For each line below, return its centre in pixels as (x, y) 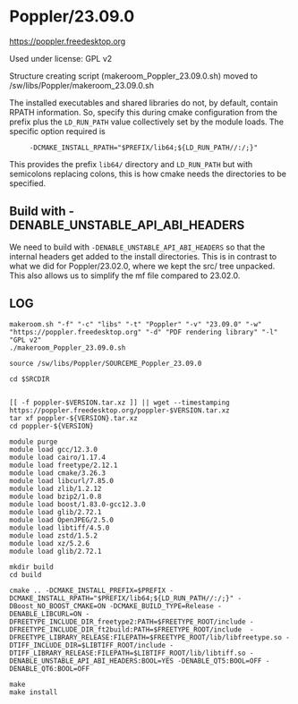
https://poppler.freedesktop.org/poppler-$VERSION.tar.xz (119, 410)
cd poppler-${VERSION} (51, 426)
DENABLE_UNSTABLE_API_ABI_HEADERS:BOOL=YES (92, 661)
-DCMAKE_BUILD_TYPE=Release (162, 606)
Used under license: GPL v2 (61, 58)
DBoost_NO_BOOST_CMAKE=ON (57, 606)
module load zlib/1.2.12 (55, 488)
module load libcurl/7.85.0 (62, 480)
